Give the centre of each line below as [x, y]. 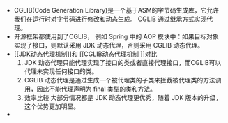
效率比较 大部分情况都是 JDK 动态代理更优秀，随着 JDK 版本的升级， [123, 97]
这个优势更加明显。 [52, 106]
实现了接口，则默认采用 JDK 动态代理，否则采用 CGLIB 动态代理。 [109, 45]
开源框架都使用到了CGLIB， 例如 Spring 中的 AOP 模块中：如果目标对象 [116, 36]
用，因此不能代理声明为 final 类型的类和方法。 [90, 89]
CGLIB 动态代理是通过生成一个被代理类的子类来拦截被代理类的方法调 [123, 80]
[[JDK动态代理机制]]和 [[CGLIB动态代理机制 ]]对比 [85, 54]
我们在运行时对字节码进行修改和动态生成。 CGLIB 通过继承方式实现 [110, 19]
